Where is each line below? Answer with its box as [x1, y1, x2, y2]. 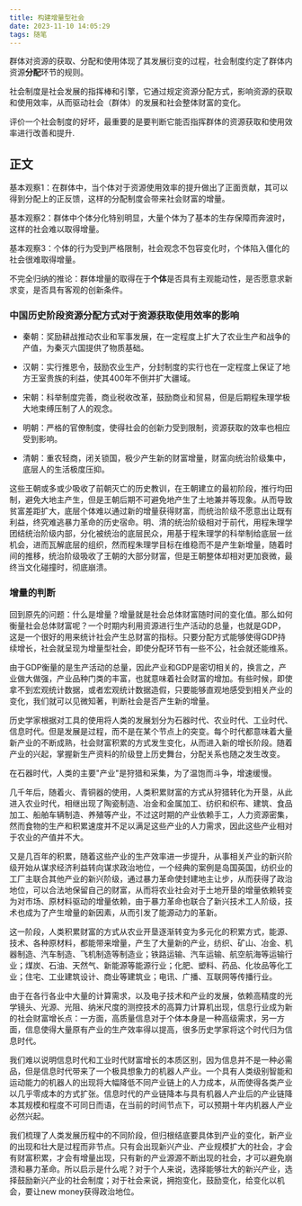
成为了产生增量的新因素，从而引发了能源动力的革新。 [24, 906, 222, 918]
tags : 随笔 [9, 30, 48, 39]
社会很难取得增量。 [9, 254, 81, 265]
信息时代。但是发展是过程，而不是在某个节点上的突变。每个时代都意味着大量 [9, 725, 293, 736]
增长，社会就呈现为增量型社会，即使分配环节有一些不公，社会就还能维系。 [16, 643, 293, 653]
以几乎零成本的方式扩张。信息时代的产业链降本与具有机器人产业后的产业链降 [9, 1088, 293, 1099]
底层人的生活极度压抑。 [22, 464, 110, 475]
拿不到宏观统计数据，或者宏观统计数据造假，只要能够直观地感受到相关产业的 [9, 684, 293, 695]
